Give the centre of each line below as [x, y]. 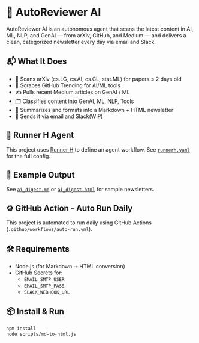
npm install [21, 328]
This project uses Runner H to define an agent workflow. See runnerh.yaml [98, 149]
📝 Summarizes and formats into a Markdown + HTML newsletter [94, 110]
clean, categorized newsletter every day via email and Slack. [81, 42]
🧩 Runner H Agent [40, 135]
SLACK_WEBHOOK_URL [47, 292]
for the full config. [28, 156]
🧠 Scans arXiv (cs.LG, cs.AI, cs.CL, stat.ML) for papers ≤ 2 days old [98, 79]
